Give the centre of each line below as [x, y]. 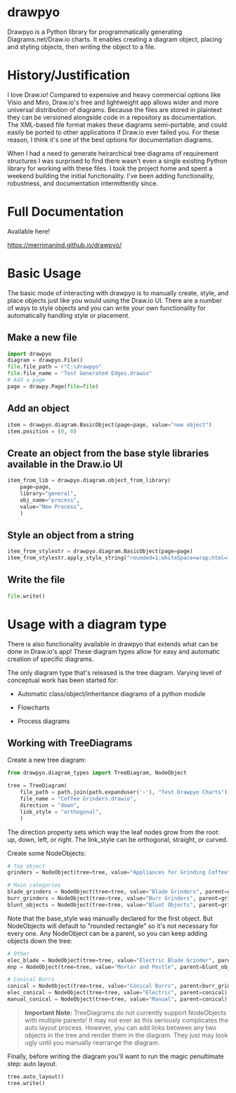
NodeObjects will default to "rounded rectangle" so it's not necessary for [113, 926]
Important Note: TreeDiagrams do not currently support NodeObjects [125, 1013]
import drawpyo [29, 354]
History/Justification [69, 75]
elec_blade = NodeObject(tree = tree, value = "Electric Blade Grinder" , [111, 960]
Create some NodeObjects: [47, 853]
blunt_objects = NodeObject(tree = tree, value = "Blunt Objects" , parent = [114, 905]
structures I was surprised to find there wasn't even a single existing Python [117, 161]
